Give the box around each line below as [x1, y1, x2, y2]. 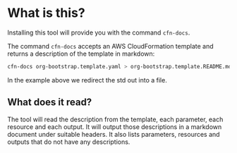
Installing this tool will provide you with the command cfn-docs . [7, 28, 190, 37]
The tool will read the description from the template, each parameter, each [7, 115, 224, 123]
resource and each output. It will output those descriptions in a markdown [7, 122, 222, 131]
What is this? [7, 5, 86, 21]
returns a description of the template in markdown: [7, 49, 155, 58]
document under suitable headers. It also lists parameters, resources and [7, 130, 220, 138]
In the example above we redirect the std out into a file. [7, 75, 167, 84]
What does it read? [7, 97, 92, 109]
